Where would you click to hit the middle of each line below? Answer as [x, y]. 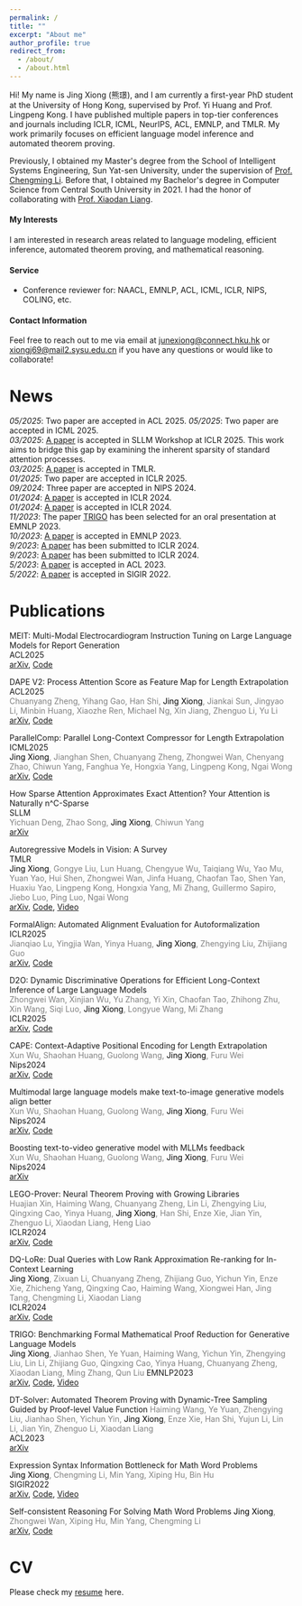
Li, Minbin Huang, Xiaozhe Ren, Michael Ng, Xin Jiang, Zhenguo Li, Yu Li [143, 711]
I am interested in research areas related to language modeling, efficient [143, 240]
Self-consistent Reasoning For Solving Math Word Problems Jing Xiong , [143, 1511]
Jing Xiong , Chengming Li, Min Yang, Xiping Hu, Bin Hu [112, 1475]
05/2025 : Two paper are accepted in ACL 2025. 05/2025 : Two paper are [144, 421]
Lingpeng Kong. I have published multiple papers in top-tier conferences [144, 115]
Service [24, 270]
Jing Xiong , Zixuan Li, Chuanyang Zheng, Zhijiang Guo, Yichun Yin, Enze [144, 1278]
